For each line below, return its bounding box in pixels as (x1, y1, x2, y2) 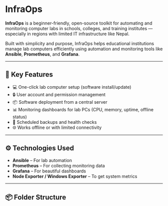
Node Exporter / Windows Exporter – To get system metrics (12, 173, 137, 179)
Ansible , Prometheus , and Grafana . (5, 51, 80, 57)
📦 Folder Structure (5, 193, 66, 201)
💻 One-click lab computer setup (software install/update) (12, 84, 131, 90)
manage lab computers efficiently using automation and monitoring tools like (5, 46, 163, 52)
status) (12, 114, 27, 120)
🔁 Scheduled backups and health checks (12, 119, 97, 125)
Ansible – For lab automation (12, 157, 72, 163)
